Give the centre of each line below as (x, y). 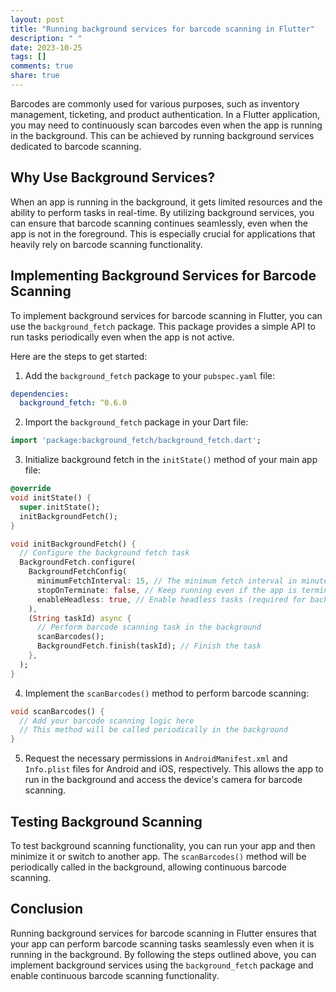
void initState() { (51, 498)
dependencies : (40, 394)
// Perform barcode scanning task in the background (149, 627)
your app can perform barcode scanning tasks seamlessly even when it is (162, 943)
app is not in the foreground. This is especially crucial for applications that (163, 233)
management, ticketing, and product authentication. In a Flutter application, (165, 114)
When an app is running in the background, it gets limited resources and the (166, 202)
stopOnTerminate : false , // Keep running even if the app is (167, 590)
